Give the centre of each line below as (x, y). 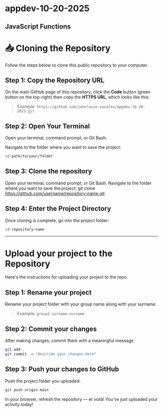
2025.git (26, 111)
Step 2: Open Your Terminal (48, 126)
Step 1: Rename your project (49, 292)
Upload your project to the (59, 253)
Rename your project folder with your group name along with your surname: (81, 304)
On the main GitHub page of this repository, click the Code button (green (78, 92)
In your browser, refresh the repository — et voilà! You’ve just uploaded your (81, 399)
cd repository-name (25, 229)
